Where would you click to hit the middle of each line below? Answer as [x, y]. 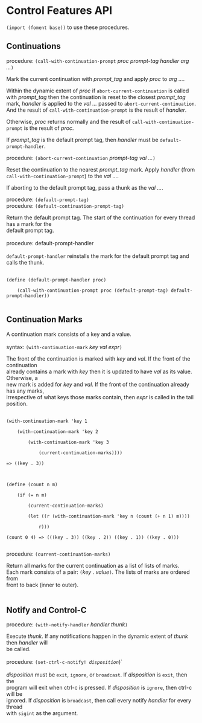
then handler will [27, 643]
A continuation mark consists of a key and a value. [69, 334]
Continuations [34, 46]
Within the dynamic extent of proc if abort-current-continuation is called [98, 91]
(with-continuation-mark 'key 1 [47, 421]
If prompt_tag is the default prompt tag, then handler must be [82, 140]
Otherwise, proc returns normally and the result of [68, 121]
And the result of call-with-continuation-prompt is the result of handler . [96, 110]
